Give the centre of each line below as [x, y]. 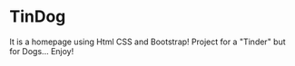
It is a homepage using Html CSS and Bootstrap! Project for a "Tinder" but [147, 42]
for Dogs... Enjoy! [42, 51]
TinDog [38, 17]
